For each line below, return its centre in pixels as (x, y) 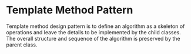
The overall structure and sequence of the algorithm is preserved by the (93, 38)
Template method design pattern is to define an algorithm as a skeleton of (95, 26)
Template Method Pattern (70, 10)
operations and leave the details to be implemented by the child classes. (93, 32)
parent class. (22, 45)
